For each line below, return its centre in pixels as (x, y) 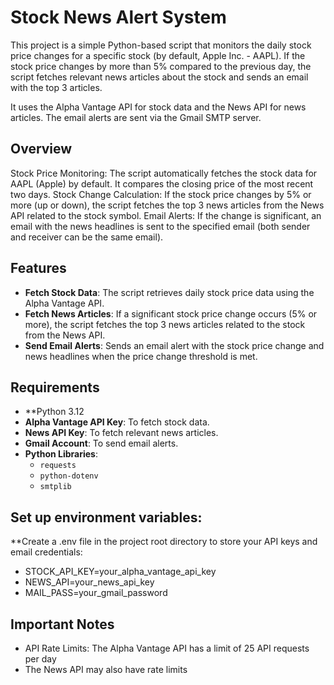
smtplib (55, 487)
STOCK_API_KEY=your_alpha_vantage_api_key (120, 572)
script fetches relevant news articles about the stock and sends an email (159, 77)
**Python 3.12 (54, 412)
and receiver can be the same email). (87, 237)
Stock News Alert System (118, 17)
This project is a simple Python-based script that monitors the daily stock (161, 45)
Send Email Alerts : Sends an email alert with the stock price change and (174, 345)
